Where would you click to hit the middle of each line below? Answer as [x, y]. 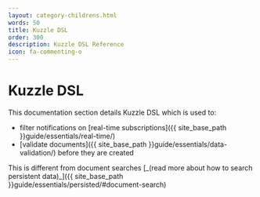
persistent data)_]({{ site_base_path [66, 176]
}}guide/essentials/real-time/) [67, 136]
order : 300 [26, 37]
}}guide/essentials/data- [188, 144]
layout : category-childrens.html [63, 15]
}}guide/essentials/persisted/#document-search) [87, 184]
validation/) [38, 152]
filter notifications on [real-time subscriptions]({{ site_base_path [123, 127]
